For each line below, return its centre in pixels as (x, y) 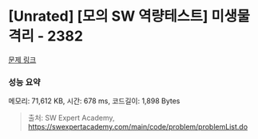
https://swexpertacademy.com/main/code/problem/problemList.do (138, 127)
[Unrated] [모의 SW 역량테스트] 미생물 (129, 16)
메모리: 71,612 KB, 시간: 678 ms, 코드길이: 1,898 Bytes (94, 101)
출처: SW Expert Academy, (71, 118)
